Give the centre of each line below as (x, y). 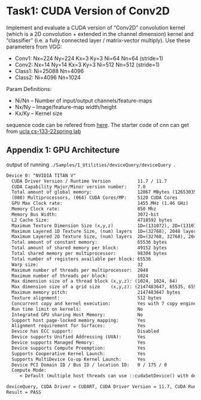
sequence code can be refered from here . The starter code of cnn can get (98, 125)
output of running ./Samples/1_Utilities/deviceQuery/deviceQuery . (91, 164)
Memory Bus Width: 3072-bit (86, 214)
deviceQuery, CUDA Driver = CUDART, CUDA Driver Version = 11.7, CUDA (96, 387)
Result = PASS (24, 392)
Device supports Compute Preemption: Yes (79, 348)
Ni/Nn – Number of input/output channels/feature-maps (83, 101)
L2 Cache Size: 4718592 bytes (92, 220)
